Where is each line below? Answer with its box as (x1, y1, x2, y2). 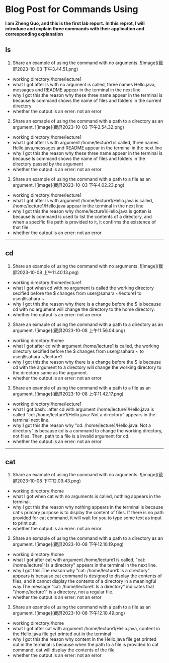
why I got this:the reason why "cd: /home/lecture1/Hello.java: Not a (12, 422, 151, 428)
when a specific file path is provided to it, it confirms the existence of (12, 218, 156, 225)
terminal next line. (12, 417, 50, 423)
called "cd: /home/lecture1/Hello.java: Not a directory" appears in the (12, 411, 156, 417)
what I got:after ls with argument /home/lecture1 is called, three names (12, 139, 159, 145)
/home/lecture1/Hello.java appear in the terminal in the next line (12, 203, 144, 209)
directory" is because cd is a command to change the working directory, (12, 427, 162, 433)
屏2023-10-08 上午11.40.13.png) (12, 269, 79, 275)
